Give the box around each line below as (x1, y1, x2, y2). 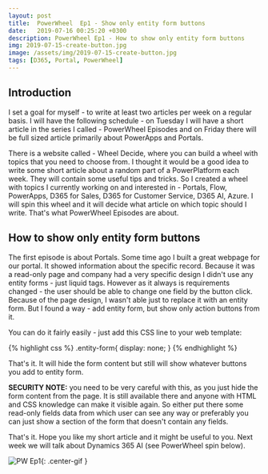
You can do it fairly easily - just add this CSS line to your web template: (8, 327, 242, 337)
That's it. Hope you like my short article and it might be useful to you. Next (8, 432, 254, 441)
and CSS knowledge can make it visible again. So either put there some (8, 400, 244, 409)
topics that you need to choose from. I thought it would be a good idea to (8, 157, 250, 167)
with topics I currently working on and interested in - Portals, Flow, (8, 182, 227, 192)
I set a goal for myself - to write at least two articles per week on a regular (8, 107, 252, 117)
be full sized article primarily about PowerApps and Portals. (8, 133, 204, 143)
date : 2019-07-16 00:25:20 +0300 (8, 26, 127, 34)
